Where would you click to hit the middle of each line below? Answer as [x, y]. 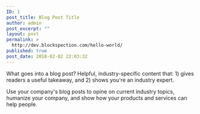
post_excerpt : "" [28, 28]
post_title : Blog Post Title [43, 17]
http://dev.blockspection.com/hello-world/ [67, 46]
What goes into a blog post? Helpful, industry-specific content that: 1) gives [100, 73]
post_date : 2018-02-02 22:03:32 [47, 56]
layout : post [23, 34]
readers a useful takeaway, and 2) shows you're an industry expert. [90, 80]
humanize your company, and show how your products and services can [97, 98]
